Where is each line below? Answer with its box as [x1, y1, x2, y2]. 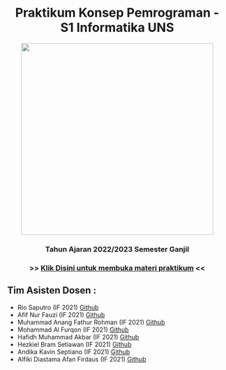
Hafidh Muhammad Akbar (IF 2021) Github [17, 332, 140, 341]
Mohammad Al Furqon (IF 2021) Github [17, 325, 129, 334]
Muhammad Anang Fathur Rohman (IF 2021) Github [17, 318, 165, 326]
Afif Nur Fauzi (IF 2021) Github [17, 310, 105, 318]
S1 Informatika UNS [60, 20, 174, 36]
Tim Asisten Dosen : [7, 284, 96, 297]
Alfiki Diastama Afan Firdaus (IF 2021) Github [17, 355, 146, 363]
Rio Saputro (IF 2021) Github [17, 303, 99, 311]
